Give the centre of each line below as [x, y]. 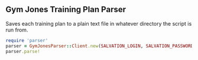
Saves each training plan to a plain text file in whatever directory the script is [99, 23]
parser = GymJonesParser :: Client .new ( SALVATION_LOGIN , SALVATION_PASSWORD [100, 46]
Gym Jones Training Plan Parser [66, 10]
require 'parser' [27, 40]
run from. [17, 30]
